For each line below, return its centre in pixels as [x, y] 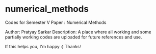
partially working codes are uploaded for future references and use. [74, 37]
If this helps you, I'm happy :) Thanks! [43, 46]
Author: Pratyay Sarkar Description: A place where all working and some [78, 32]
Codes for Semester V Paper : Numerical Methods [56, 22]
